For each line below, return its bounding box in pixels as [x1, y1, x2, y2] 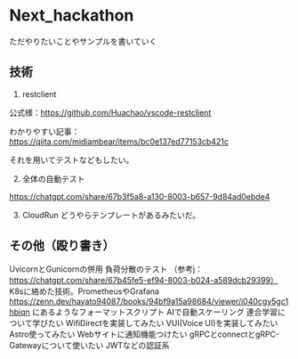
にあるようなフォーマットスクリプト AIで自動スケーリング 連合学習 [32, 306, 278, 317]
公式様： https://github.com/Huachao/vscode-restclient [9, 107, 212, 118]
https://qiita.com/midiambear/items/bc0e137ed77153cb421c [9, 135, 230, 147]
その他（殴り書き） [9, 238, 115, 254]
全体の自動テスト [21, 173, 85, 184]
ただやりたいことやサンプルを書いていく [9, 36, 157, 46]
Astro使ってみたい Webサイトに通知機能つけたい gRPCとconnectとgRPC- [9, 329, 280, 339]
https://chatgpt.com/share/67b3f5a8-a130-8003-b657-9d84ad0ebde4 [9, 191, 270, 201]
